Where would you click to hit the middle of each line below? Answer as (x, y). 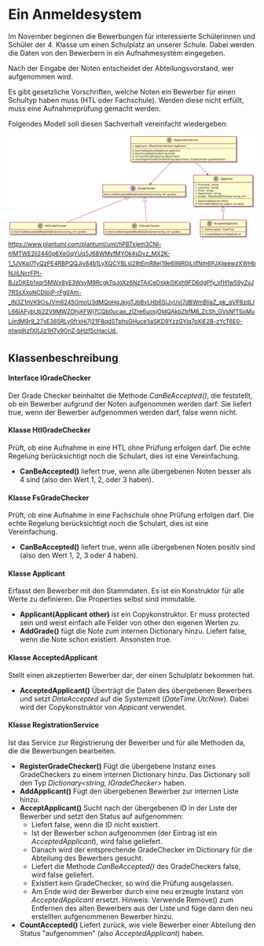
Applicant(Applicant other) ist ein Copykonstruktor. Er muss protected (134, 614)
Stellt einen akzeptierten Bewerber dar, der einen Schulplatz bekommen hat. (132, 675)
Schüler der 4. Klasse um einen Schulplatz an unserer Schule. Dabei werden (132, 44)
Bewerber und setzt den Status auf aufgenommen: (101, 816)
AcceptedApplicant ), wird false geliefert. (97, 841)
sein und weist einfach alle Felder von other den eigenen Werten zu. (130, 623)
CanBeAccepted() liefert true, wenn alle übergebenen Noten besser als (135, 471)
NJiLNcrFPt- (25, 273)
